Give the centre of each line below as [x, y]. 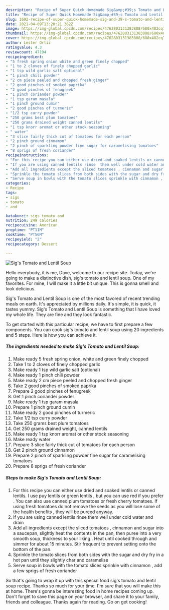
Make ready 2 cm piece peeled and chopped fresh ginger [72, 381]
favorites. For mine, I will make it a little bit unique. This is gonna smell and [82, 283]
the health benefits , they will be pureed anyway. [63, 512]
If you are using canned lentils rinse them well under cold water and [83, 517]
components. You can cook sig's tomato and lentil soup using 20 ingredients [85, 329]
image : [13, 29]
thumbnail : [17, 33]
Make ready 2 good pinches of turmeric [54, 413]
